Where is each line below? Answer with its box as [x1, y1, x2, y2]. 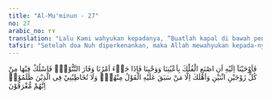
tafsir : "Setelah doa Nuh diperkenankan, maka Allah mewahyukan [8, 42, 229, 50]
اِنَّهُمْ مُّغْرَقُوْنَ [8, 81, 46, 91]
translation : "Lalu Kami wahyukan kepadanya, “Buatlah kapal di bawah [8, 34, 251, 43]
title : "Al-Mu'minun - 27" [8, 11, 99, 20]
